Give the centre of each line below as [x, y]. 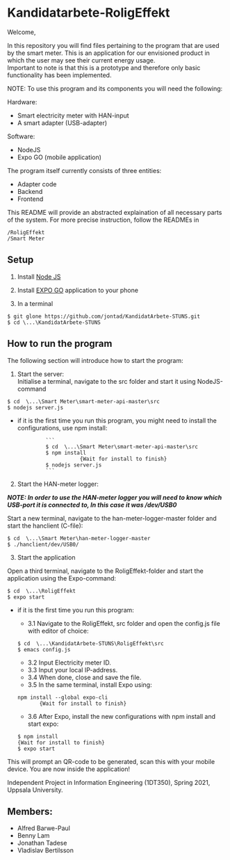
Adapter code [37, 184]
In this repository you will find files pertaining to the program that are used [114, 45]
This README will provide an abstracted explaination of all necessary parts [115, 212]
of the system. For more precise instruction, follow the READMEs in [103, 220]
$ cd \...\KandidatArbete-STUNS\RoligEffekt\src [91, 643]
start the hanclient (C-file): [45, 526]
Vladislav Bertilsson [46, 850]
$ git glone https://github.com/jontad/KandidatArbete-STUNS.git [104, 316]
